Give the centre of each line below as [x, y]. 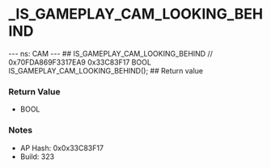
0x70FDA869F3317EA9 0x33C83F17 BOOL [80, 62]
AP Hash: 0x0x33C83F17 [61, 148]
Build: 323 [37, 156]
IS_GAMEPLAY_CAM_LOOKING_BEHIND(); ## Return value [106, 70]
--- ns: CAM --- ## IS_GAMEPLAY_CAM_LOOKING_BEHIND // [110, 53]
